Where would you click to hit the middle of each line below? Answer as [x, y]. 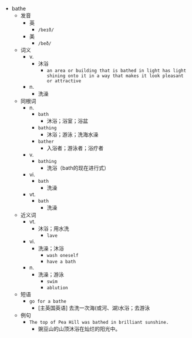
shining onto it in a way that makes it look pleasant [115, 76]
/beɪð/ [46, 30]
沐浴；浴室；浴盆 [67, 121]
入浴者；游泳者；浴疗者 [75, 148]
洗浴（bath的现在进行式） [78, 168]
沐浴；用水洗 [53, 228]
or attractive [64, 81]
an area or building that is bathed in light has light [117, 71]
